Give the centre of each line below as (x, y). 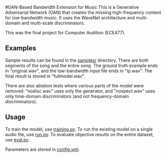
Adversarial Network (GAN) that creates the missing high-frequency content (83, 12)
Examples (21, 48)
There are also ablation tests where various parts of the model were (75, 85)
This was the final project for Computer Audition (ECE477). (65, 33)
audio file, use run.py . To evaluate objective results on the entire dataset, (80, 134)
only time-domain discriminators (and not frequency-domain (67, 96)
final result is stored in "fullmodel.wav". (45, 76)
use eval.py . (17, 140)
